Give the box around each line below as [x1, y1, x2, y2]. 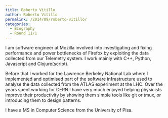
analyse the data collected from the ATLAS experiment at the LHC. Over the [5, 81, 163, 87]
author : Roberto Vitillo [5, 12, 58, 17]
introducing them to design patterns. [5, 97, 81, 103]
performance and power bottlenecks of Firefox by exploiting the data [5, 50, 149, 56]
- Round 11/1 [10, 31, 37, 36]
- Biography [10, 26, 35, 31]
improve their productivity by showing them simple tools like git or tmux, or [5, 92, 161, 98]
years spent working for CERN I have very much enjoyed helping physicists [5, 87, 162, 92]
